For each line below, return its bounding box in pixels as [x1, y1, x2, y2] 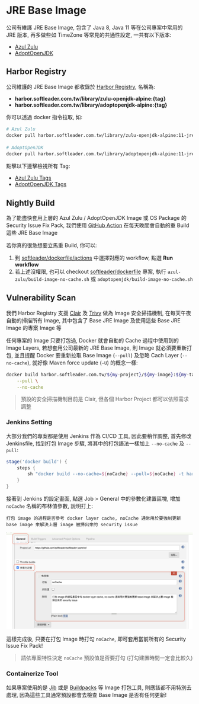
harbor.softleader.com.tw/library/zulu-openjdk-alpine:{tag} [14, 95, 166, 102]
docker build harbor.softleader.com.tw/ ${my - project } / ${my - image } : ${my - [6, 372, 190, 377]
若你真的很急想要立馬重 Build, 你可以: [6, 241, 97, 249]
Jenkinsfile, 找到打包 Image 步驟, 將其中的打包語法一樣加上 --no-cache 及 [6, 440, 185, 447]
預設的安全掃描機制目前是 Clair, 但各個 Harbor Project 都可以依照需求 [20, 395, 190, 403]
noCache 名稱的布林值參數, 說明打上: [6, 503, 94, 510]
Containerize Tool [6, 670, 59, 678]
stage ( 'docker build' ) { [6, 459, 68, 465]
